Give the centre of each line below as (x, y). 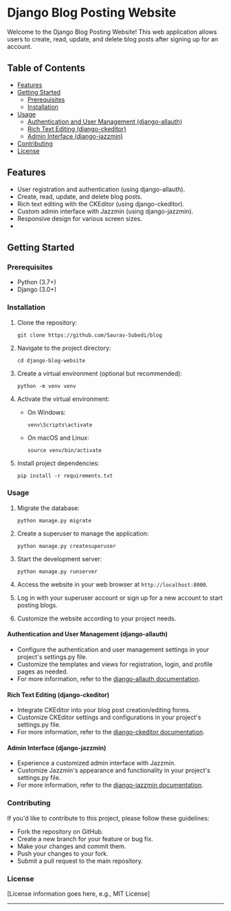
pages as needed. (43, 672)
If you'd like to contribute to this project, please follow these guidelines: (108, 818)
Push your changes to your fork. (63, 853)
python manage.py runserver (57, 571)
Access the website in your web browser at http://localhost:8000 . (112, 584)
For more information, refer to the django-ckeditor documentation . (111, 732)
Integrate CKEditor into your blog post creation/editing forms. (104, 710)
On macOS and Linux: (58, 438)
